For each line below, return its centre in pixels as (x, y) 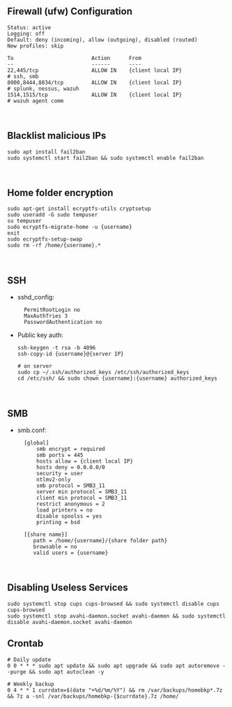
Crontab (25, 644)
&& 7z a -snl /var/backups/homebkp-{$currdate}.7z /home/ (93, 696)
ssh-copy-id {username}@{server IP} (70, 354)
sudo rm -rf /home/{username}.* (54, 246)
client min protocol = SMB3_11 (82, 498)
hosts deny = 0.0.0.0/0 (71, 468)
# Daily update (29, 660)
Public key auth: (40, 335)
